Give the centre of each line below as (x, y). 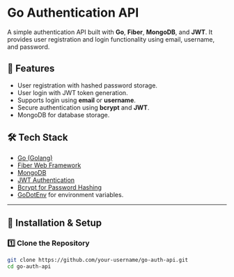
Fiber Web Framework (49, 165)
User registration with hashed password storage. (87, 85)
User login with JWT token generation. (72, 92)
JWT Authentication (46, 180)
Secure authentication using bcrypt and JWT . (83, 107)
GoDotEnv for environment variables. (70, 194)
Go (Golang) (35, 158)
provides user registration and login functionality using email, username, (111, 39)
